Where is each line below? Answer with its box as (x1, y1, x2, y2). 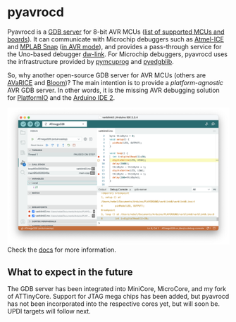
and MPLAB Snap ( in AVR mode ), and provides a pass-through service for (7, 42, 222, 51)
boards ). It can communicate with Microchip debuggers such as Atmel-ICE (7, 34, 224, 43)
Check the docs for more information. (7, 245, 116, 254)
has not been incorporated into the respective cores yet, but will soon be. (7, 300, 221, 308)
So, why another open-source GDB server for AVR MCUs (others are (7, 71, 206, 79)
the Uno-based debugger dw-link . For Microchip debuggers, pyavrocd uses (7, 50, 228, 58)
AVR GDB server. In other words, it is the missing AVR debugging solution (7, 86, 220, 94)
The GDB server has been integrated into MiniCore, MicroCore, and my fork (7, 285, 227, 293)
